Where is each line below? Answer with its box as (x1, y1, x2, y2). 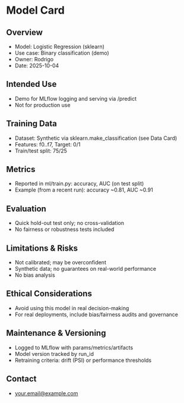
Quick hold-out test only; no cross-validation (14, 220, 125, 227)
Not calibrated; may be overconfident (14, 259, 107, 266)
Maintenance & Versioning (6, 328, 106, 338)
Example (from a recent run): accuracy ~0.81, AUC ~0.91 (14, 186, 153, 193)
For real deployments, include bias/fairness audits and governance (14, 311, 178, 318)
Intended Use (6, 79, 57, 89)
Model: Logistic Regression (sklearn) (14, 43, 105, 50)
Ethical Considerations (6, 289, 92, 299)
